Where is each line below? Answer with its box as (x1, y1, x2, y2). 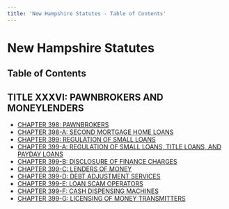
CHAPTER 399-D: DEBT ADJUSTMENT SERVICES (17, 172, 161, 181)
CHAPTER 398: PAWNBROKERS (17, 121, 109, 129)
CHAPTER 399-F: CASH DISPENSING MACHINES (17, 187, 159, 195)
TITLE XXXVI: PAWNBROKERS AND (7, 91, 164, 103)
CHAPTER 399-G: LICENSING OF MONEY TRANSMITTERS (17, 194, 186, 203)
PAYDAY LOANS (17, 150, 64, 158)
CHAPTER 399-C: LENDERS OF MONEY (17, 165, 132, 174)
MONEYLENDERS (7, 102, 84, 114)
